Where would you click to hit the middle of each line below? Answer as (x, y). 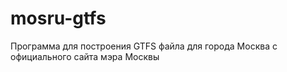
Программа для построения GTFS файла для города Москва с (144, 46)
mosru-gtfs (58, 18)
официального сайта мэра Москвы (85, 56)
